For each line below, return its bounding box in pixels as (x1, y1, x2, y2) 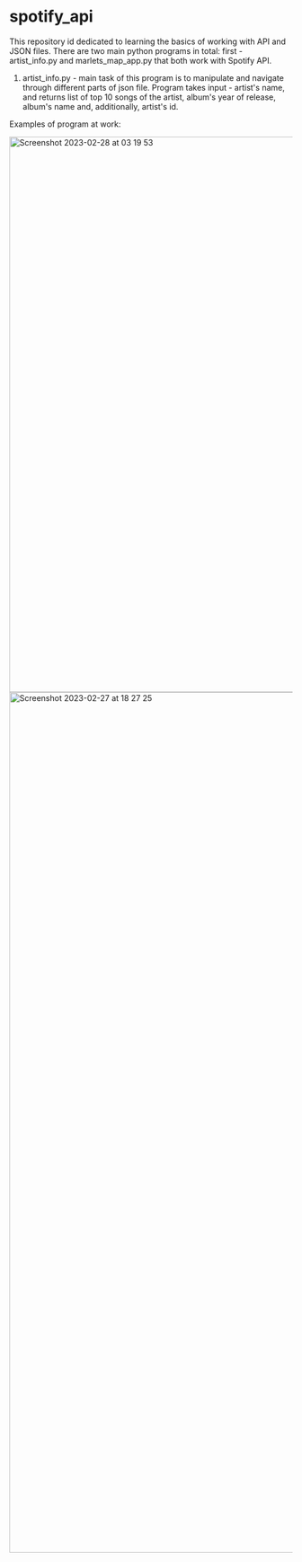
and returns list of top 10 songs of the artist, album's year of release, (22, 92, 277, 102)
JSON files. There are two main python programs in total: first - (9, 45, 243, 56)
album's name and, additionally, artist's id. (22, 101, 179, 111)
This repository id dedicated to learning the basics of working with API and (9, 36, 286, 47)
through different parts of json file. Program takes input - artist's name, (22, 82, 285, 93)
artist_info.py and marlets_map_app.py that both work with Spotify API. (9, 55, 272, 66)
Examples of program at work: (9, 119, 121, 129)
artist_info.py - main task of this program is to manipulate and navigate (22, 72, 285, 83)
